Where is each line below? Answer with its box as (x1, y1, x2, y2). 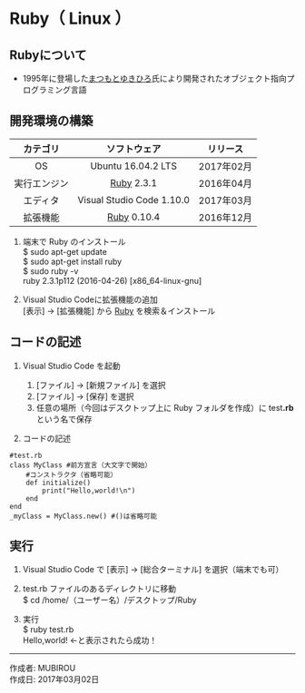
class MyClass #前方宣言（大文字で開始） (9, 460, 152, 470)
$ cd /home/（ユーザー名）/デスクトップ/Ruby (22, 595, 197, 606)
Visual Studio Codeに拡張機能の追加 (22, 294, 159, 305)
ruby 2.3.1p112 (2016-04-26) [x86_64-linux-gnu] (22, 275, 202, 286)
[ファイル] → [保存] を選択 (35, 391, 134, 402)
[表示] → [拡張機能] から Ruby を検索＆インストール (22, 305, 216, 316)
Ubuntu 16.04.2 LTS (90, 160, 177, 172)
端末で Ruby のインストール (22, 236, 126, 247)
